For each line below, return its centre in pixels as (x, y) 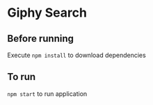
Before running (41, 39)
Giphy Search (47, 13)
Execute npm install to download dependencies (76, 55)
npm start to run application (47, 94)
